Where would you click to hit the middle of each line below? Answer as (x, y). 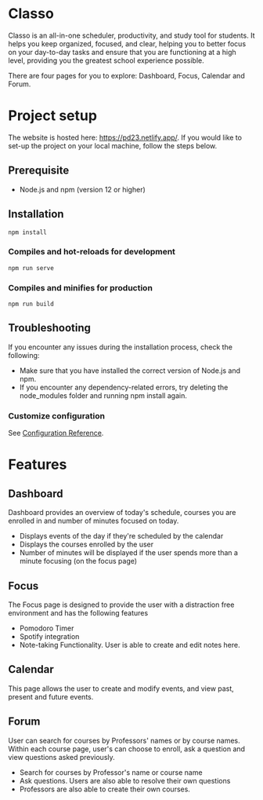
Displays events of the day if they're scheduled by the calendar (121, 536)
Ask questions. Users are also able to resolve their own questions (125, 780)
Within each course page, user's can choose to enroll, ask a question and (126, 749)
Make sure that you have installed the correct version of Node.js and (130, 371)
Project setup (53, 116)
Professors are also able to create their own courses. (104, 789)
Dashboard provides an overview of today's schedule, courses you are (122, 513)
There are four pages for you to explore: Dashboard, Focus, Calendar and (126, 75)
